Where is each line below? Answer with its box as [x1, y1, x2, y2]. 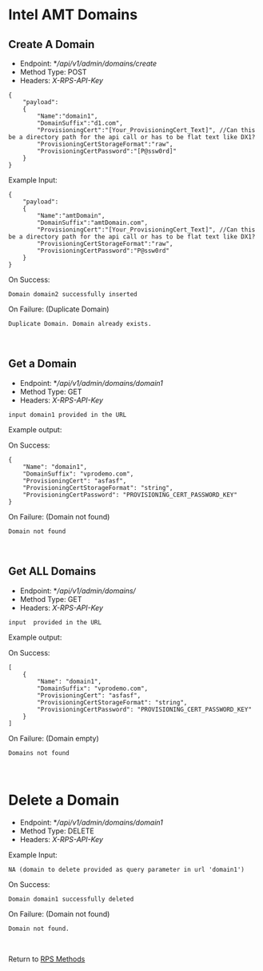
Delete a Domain [8, 791, 120, 809]
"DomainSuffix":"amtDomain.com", [37, 219, 149, 227]
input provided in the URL [8, 618, 102, 626]
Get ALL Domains [8, 564, 97, 578]
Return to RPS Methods [8, 954, 86, 964]
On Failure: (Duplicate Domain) [8, 304, 110, 314]
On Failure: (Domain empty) [8, 733, 100, 743]
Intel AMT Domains [8, 6, 138, 24]
